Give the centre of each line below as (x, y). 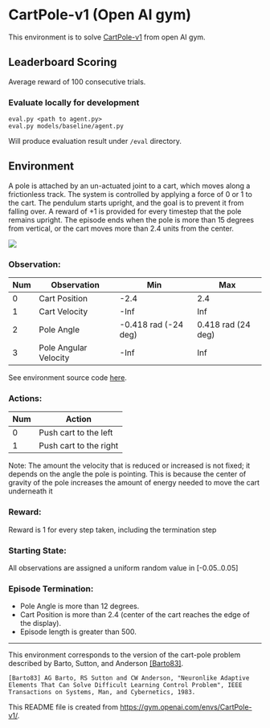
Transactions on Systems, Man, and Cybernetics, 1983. (102, 693)
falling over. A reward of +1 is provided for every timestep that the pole (125, 211)
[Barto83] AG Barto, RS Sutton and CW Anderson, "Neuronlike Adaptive (129, 678)
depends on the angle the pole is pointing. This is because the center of (127, 474)
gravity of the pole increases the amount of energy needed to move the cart (134, 483)
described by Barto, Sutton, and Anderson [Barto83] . (96, 664)
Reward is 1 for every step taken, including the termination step (112, 530)
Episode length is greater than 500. (78, 632)
